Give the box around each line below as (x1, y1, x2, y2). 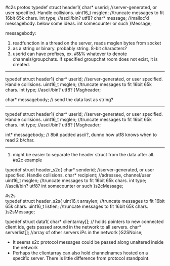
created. (12, 62, 30, 67)
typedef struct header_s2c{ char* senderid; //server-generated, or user (5, 167, 154, 172)
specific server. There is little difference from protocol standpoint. (12, 255, 150, 261)
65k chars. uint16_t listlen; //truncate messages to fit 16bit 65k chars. (5, 203, 148, 209)
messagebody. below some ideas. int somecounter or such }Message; (5, 20, 152, 26)
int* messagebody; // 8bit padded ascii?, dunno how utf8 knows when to (5, 131, 157, 138)
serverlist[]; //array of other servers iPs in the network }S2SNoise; (5, 230, 143, 235)
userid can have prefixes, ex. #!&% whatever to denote (12, 51, 127, 57)
